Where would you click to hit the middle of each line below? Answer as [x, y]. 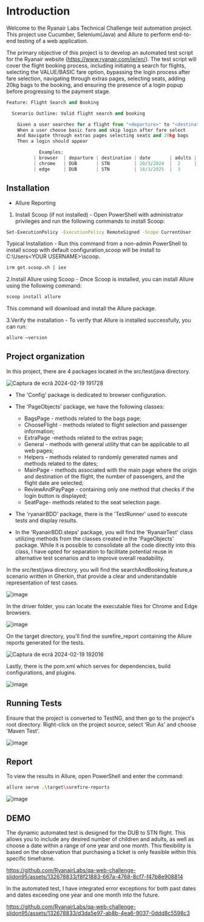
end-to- [182, 34]
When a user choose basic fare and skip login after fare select [102, 130]
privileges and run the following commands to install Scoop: [90, 221]
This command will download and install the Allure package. [81, 308]
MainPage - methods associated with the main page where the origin [110, 470]
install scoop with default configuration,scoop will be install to [83, 250]
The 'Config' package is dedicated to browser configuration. [91, 395]
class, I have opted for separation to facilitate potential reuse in [94, 551]
